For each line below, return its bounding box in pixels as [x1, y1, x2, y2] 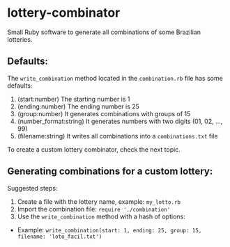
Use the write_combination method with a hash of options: [17, 212, 186, 221]
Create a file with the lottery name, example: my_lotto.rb [17, 197, 181, 206]
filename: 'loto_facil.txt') [17, 233, 102, 240]
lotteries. [7, 35, 33, 43]
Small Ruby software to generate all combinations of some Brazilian [7, 28, 201, 36]
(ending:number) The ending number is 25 [17, 102, 139, 111]
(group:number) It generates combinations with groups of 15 [17, 109, 191, 118]
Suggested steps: [7, 184, 58, 192]
